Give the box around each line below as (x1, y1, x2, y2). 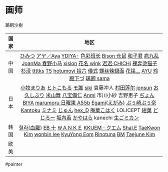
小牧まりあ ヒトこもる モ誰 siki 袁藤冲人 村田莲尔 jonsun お (20, 84, 159, 91)
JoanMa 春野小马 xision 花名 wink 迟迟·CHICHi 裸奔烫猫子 (21, 59, 157, 66)
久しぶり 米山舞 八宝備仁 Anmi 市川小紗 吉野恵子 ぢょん (24, 91, 155, 98)
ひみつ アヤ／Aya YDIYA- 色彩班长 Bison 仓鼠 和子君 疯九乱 (19, 52, 159, 59)
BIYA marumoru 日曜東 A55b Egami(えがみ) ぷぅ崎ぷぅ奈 (22, 99, 156, 106)
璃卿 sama (85, 74, 110, 81)
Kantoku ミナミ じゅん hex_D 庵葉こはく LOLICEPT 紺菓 (20, 106, 152, 113)
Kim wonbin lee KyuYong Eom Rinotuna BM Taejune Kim (23, 130, 155, 137)
